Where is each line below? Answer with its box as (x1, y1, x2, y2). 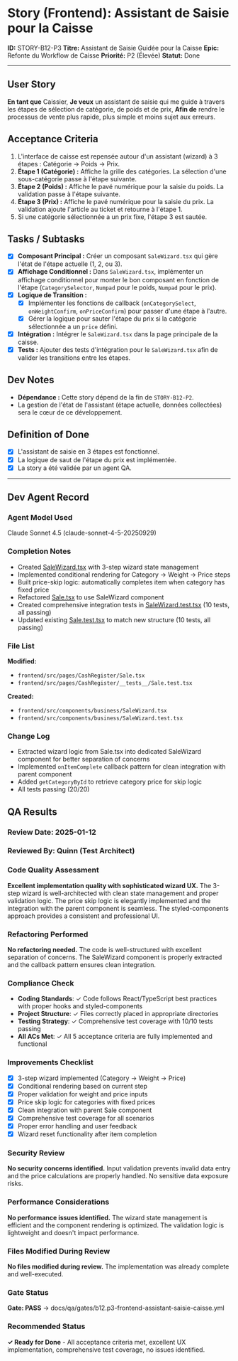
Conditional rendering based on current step (17, 1082, 147, 1090)
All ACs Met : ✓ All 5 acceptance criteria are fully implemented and (17, 1032, 212, 1041)
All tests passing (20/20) (17, 785, 90, 794)
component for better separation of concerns (17, 755, 150, 764)
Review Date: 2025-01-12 (7, 827, 97, 837)
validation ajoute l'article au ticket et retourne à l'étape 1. (17, 205, 183, 213)
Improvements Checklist (7, 1057, 94, 1067)
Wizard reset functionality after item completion (17, 1130, 157, 1138)
